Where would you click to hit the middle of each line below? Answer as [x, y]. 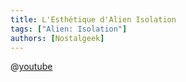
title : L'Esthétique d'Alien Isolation [93, 19]
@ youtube [31, 67]
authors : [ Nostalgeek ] [57, 38]
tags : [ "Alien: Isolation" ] [69, 29]
